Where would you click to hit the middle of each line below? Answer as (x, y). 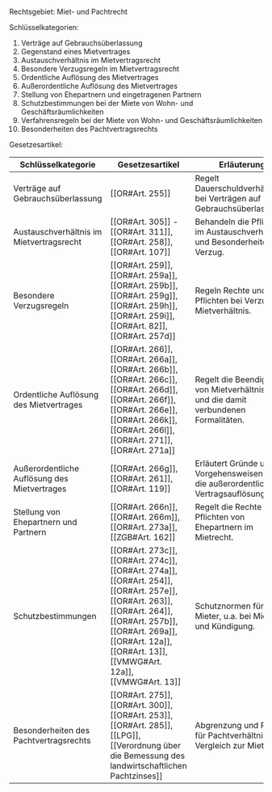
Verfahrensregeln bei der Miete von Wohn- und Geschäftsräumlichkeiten (142, 120)
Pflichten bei (219, 301)
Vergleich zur (220, 745)
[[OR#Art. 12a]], (141, 641)
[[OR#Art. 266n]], (144, 507)
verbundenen (220, 410)
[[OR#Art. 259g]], (144, 296)
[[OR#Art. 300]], (141, 705)
